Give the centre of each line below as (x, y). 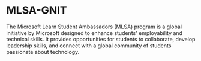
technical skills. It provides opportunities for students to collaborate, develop (101, 39)
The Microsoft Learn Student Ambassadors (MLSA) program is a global (94, 27)
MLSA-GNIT (37, 10)
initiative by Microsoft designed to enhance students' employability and (94, 33)
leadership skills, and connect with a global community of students (89, 46)
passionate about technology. (43, 52)
